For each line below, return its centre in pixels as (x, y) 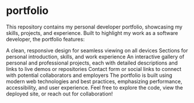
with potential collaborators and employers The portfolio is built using (89, 75)
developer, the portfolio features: (45, 39)
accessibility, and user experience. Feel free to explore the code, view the (95, 87)
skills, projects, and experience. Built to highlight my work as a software (92, 33)
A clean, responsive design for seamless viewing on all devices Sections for (97, 50)
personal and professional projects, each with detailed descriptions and (92, 63)
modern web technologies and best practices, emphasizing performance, (94, 81)
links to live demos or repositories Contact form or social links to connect (94, 69)
